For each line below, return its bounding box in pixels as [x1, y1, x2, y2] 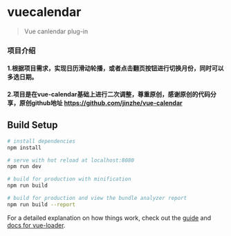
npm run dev [7, 163, 41, 170]
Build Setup [7, 119, 58, 131]
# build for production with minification [7, 176, 131, 183]
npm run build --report [7, 201, 76, 208]
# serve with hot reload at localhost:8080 [7, 157, 135, 164]
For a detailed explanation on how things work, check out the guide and [7, 213, 212, 222]
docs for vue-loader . [7, 221, 66, 229]
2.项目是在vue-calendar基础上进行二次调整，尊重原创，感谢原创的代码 [7, 90, 211, 99]
